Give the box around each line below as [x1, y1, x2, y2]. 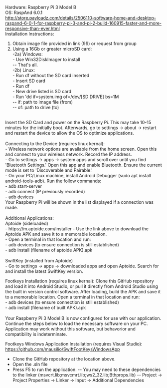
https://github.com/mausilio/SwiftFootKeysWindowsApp [5, 346, 120, 352]
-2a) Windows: [12, 51, 43, 57]
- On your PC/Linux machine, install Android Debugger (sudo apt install [5, 173, 151, 178]
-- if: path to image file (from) [12, 99, 73, 105]
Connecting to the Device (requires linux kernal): [5, 141, 105, 147]
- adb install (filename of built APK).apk [5, 305, 86, 310]
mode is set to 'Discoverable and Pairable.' [5, 167, 93, 173]
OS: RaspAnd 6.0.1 [5, 10, 43, 16]
